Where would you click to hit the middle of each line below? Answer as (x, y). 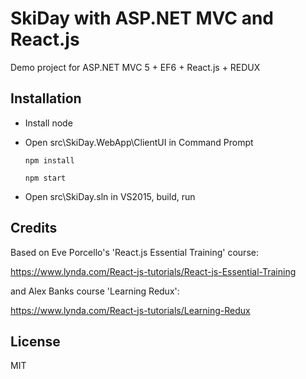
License (35, 341)
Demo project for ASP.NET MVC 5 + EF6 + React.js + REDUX (135, 67)
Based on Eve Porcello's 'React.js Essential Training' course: (134, 252)
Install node (48, 123)
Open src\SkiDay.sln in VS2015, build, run (110, 196)
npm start (45, 178)
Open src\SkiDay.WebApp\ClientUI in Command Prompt (139, 142)
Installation (46, 98)
